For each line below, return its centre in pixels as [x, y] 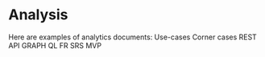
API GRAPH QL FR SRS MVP [55, 45]
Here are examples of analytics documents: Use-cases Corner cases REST [133, 37]
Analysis [38, 15]
